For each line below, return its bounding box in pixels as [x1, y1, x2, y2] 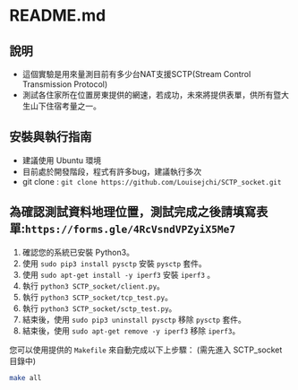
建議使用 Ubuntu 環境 [21, 154, 102, 166]
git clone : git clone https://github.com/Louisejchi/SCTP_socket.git [21, 176, 282, 186]
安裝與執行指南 [9, 129, 92, 144]
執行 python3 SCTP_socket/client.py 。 [21, 280, 166, 291]
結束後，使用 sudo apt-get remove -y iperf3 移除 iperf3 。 [21, 325, 241, 336]
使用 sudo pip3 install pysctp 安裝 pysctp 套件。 [21, 257, 208, 269]
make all [9, 373, 42, 382]
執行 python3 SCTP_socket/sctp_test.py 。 [21, 302, 177, 314]
